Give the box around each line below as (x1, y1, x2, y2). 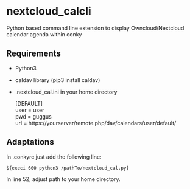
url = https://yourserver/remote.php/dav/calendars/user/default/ (15, 119, 177, 126)
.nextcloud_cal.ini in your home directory (15, 88, 118, 95)
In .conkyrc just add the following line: (6, 153, 102, 160)
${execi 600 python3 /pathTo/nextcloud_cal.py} (6, 165, 130, 171)
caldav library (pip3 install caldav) (15, 76, 100, 83)
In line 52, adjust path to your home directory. (6, 175, 121, 183)
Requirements (6, 49, 61, 59)
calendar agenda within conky (6, 30, 82, 38)
